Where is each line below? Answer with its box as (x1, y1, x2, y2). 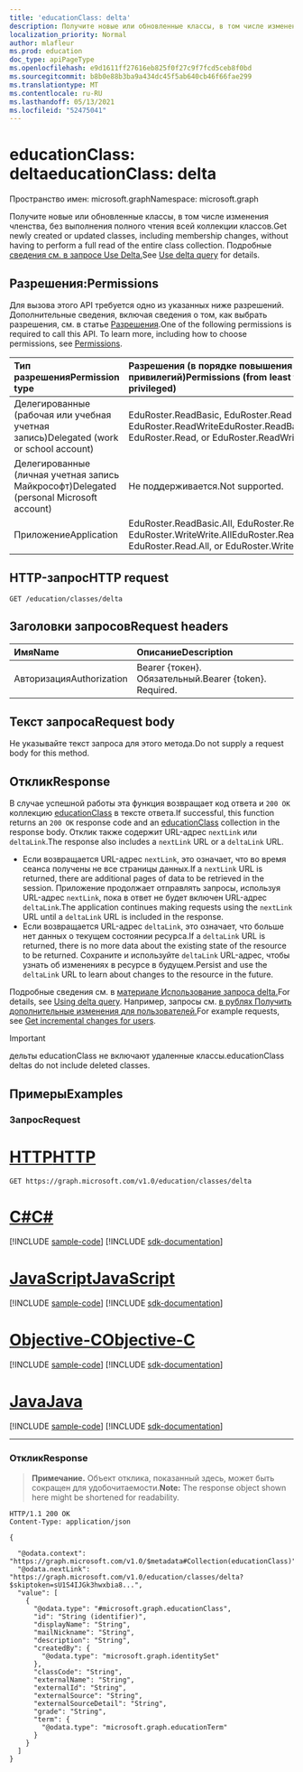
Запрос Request (9, 1113, 81, 1126)
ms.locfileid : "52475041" (9, 106, 106, 115)
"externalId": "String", (32, 1683, 127, 1692)
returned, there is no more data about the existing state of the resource (22, 941, 287, 952)
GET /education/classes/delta (9, 594, 124, 604)
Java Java (9, 1391, 83, 1411)
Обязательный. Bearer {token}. (136, 672, 267, 685)
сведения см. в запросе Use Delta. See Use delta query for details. (9, 249, 260, 260)
